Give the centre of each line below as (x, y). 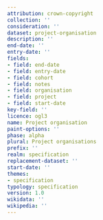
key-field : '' (27, 110)
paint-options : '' (33, 129)
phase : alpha (26, 135)
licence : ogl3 (27, 116)
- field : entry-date (37, 71)
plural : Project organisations (52, 142)
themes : (18, 174)
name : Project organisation (47, 122)
